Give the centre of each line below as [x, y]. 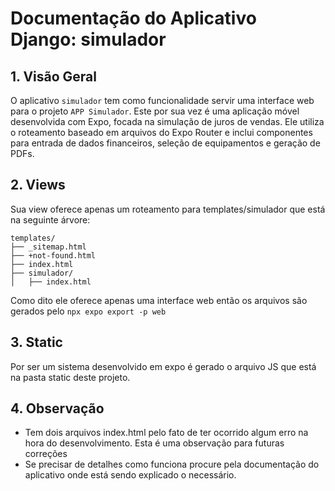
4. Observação [57, 408]
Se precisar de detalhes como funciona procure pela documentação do [172, 464]
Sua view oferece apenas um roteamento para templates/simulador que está [168, 209]
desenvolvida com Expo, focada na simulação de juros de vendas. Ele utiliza [167, 121]
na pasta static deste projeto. [70, 377]
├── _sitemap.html [48, 247]
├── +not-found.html [53, 255]
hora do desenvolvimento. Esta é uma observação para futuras [154, 443]
